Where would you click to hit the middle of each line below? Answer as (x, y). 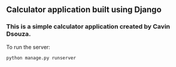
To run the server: (28, 47)
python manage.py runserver (41, 58)
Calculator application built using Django (84, 10)
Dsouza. (19, 34)
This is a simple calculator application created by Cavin (88, 27)
